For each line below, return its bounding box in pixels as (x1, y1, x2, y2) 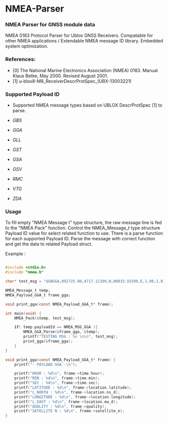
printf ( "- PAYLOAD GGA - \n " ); (14, 362, 78, 367)
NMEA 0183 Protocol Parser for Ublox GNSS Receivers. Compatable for (5, 32, 153, 38)
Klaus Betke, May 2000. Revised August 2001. (12, 73, 108, 79)
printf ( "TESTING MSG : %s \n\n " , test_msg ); (23, 334, 118, 339)
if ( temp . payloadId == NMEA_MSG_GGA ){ (14, 325, 98, 330)
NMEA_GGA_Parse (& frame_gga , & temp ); (23, 329, 100, 335)
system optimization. (5, 43, 49, 49)
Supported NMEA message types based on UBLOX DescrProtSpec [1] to (12, 102, 162, 109)
